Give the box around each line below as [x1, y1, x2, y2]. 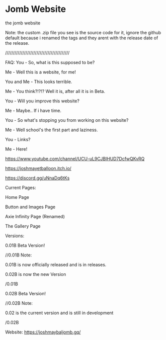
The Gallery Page [5, 223, 41, 229]
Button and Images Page [5, 204, 56, 210]
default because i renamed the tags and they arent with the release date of [5, 35, 158, 41]
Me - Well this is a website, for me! [5, 69, 76, 75]
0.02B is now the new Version [5, 271, 66, 277]
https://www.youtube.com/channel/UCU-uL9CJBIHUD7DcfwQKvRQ [5, 156, 145, 162]
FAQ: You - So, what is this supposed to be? [5, 59, 95, 65]
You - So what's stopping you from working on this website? [5, 117, 129, 123]
